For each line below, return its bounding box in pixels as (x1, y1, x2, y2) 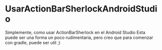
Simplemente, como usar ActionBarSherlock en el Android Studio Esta (5, 29, 145, 35)
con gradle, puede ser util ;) (5, 39, 61, 45)
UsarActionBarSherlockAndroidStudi (5, 3, 158, 14)
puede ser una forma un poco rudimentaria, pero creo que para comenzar (5, 35, 153, 40)
